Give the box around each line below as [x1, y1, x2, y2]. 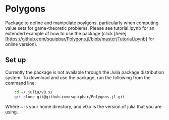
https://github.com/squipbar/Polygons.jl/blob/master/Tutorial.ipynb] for [7, 36, 155, 42]
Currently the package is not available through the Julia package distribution [5, 69, 164, 75]
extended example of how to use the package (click [5, 30, 113, 36]
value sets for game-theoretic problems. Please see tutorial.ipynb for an [5, 25, 155, 31]
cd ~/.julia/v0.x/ [14, 89, 53, 95]
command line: [5, 80, 36, 86]
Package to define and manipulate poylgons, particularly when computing [5, 20, 159, 26]
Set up [5, 56, 26, 65]
